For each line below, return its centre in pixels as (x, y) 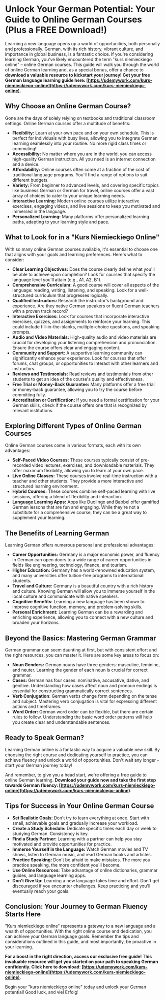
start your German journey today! (39, 765)
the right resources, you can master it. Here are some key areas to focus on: (82, 655)
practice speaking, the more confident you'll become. (66, 865)
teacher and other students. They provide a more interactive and (78, 481)
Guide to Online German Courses (74, 19)
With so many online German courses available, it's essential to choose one (82, 249)
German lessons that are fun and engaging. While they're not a (76, 507)
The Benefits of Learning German (57, 533)
